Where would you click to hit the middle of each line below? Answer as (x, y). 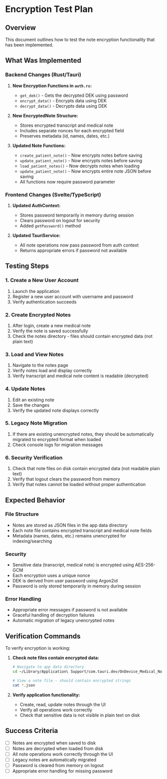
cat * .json (24, 685)
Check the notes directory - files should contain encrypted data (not (83, 336)
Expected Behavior (35, 500)
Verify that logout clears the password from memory (66, 479)
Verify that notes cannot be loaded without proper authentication (79, 485)
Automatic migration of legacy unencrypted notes (63, 620)
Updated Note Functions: (39, 145)
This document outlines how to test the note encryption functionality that (80, 39)
